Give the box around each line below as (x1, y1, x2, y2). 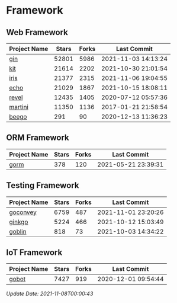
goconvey (9, 208, 37, 216)
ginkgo (9, 218, 28, 226)
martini (9, 103, 28, 111)
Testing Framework (6, 180, 79, 190)
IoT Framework (6, 247, 63, 258)
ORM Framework (6, 133, 69, 143)
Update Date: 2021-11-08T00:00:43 (6, 290, 94, 297)
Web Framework (6, 27, 68, 37)
